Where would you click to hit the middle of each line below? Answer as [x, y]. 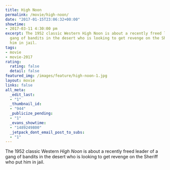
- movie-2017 [19, 57]
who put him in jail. [25, 162]
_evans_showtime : [28, 123]
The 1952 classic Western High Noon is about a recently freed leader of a [82, 151]
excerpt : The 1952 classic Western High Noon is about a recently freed [83, 33]
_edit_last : [23, 95]
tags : [11, 48]
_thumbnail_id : [26, 104]
